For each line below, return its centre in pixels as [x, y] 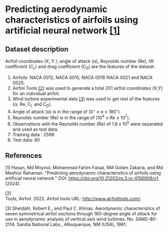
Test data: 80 [26, 140]
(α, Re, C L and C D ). [32, 105]
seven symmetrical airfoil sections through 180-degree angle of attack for [81, 214]
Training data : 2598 [33, 135]
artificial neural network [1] [63, 31]
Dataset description [37, 49]
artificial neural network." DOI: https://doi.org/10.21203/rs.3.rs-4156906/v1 [82, 178]
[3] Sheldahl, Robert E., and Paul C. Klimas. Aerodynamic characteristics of [83, 208]
